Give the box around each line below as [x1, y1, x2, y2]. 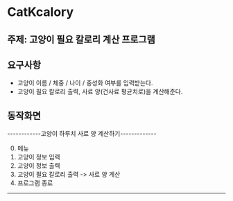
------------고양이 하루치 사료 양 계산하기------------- [7, 130, 157, 138]
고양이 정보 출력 [17, 161, 60, 170]
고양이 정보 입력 [17, 153, 60, 161]
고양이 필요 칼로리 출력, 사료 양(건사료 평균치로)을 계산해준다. [17, 87, 183, 96]
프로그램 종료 [17, 179, 53, 187]
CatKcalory [7, 4, 74, 20]
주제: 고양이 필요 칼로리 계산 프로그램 [7, 33, 155, 45]
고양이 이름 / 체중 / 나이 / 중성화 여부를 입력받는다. [17, 79, 154, 87]
